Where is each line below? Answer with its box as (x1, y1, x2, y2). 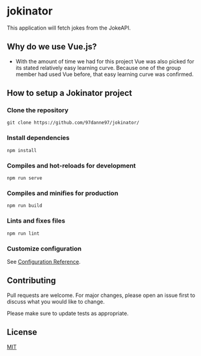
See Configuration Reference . (7, 258, 81, 265)
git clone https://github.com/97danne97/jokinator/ (7, 119, 139, 126)
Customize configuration (7, 244, 82, 253)
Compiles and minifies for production (7, 189, 118, 197)
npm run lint (7, 230, 40, 237)
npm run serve (7, 175, 43, 182)
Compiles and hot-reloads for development (7, 161, 136, 170)
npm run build (7, 203, 43, 209)
